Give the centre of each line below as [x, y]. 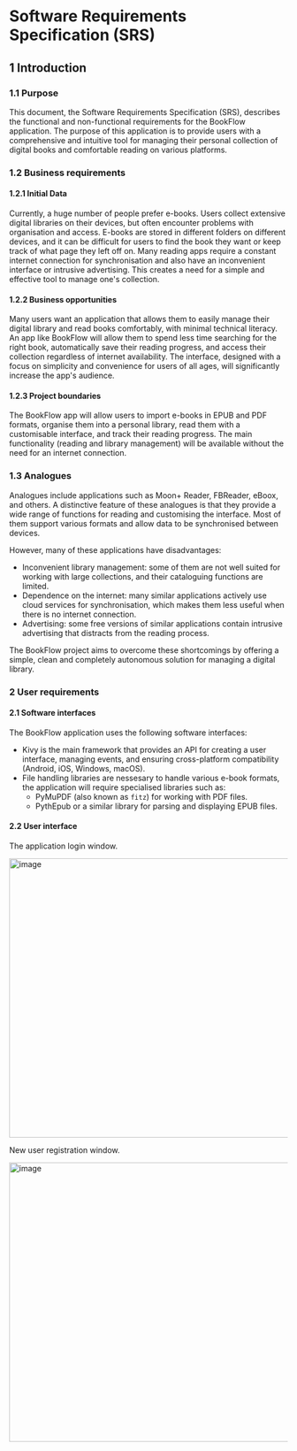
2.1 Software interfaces [53, 713]
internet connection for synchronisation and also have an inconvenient [137, 260]
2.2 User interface [43, 826]
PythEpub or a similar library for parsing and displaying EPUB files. [156, 806]
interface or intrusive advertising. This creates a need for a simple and [137, 270]
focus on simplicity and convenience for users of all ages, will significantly [145, 366]
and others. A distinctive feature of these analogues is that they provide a [143, 504]
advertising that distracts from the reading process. [115, 633]
